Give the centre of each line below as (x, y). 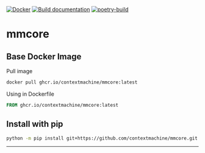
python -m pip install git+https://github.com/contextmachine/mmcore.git (102, 138)
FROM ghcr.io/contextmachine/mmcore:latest (63, 105)
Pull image (20, 71)
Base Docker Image (44, 56)
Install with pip (35, 124)
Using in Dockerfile (31, 94)
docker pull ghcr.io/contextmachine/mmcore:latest (72, 82)
